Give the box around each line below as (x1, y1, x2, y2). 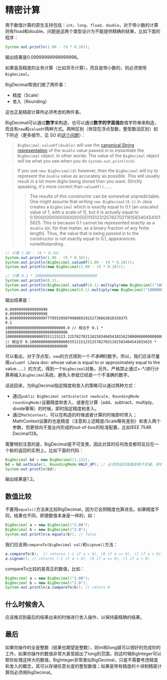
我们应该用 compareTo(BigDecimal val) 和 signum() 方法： (5, 541, 118, 547)
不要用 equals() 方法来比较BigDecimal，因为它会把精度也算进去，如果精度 (5, 506, 155, 512)
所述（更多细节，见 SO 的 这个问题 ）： (9, 132, 86, 138)
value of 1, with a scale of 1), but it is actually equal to (29, 209, 139, 215)
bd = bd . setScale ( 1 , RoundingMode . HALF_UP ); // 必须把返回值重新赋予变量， (5, 462, 156, 467)
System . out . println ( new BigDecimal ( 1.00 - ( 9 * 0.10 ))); (5, 264, 126, 269)
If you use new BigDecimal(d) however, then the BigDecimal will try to (17, 168, 158, 174)
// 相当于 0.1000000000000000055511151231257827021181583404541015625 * (5, 339, 157, 344)
